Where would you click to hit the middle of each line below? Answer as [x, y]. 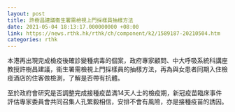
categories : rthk [33, 40]
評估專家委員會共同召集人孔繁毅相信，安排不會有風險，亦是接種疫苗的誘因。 [117, 101]
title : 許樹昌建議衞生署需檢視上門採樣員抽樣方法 [70, 20]
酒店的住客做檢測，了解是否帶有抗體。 [68, 78]
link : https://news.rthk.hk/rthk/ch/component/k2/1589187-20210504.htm [114, 33]
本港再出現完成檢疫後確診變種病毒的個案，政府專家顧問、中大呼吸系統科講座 [117, 61]
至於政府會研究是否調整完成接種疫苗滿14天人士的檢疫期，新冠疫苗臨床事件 [115, 93]
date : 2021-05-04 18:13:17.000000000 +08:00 [73, 27]
